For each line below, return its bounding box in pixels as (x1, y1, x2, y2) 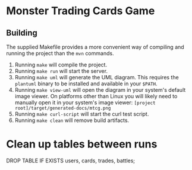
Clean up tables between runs (6, 137, 158, 151)
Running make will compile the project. (14, 61, 108, 68)
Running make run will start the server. (14, 68, 108, 75)
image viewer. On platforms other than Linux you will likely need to (14, 93, 178, 100)
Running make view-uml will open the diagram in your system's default (14, 86, 186, 93)
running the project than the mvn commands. (6, 50, 114, 57)
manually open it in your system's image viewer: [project (14, 99, 156, 106)
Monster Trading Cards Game (6, 4, 155, 18)
